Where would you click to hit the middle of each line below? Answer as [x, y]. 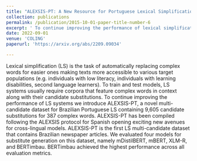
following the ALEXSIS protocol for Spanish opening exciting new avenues [96, 122]
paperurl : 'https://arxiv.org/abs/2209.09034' [64, 44]
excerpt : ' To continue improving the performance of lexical [84, 28]
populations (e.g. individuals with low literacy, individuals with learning [91, 78]
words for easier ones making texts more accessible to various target [90, 72]
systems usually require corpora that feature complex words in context [91, 91]
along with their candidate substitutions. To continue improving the [87, 97]
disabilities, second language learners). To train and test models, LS [88, 84]
